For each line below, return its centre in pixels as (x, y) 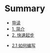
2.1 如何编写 (24, 45)
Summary (25, 9)
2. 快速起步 (23, 35)
